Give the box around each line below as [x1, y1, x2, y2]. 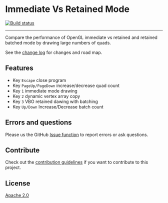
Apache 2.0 [5, 192, 29, 198]
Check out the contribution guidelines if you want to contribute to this [5, 159, 148, 165]
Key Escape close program [12, 77, 66, 83]
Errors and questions [5, 118, 72, 127]
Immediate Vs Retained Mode [5, 3, 130, 15]
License [5, 179, 30, 187]
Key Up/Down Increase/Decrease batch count [12, 103, 103, 109]
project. [5, 164, 21, 170]
